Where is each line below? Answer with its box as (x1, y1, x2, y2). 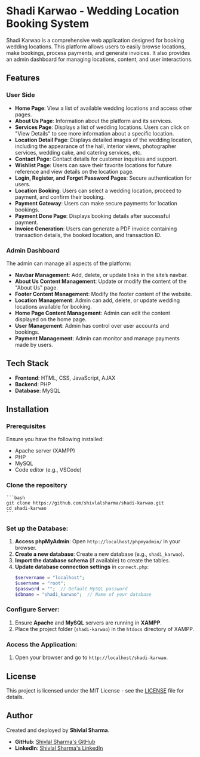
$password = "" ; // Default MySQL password (14, 586, 128, 592)
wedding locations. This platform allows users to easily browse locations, (6, 43, 186, 50)
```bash (6, 494, 26, 501)
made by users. (14, 341, 54, 348)
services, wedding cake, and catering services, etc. (14, 149, 142, 156)
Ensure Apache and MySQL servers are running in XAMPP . (14, 619, 162, 626)
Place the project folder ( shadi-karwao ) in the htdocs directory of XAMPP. (14, 625, 195, 632)
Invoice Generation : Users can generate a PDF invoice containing (14, 225, 177, 232)
